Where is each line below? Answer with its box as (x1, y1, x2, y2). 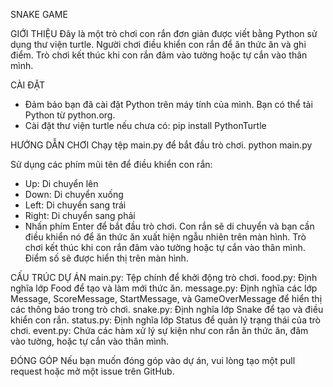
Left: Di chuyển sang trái (24, 199, 127, 211)
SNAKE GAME (10, 9, 68, 20)
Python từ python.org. (24, 109, 116, 121)
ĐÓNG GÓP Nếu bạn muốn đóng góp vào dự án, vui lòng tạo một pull (10, 355, 296, 366)
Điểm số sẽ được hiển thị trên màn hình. (24, 252, 189, 264)
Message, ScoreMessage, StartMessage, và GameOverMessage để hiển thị (10, 293, 323, 304)
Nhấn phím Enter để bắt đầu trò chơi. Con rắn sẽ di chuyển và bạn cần (24, 220, 315, 232)
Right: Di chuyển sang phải (24, 210, 136, 221)
